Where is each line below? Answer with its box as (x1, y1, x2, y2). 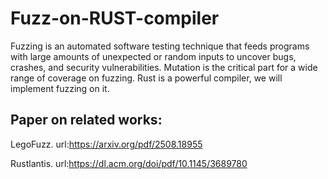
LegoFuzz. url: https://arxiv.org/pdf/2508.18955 (10, 138, 203, 150)
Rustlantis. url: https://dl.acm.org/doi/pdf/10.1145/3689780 (10, 157, 248, 169)
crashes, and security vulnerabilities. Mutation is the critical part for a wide (10, 61, 318, 73)
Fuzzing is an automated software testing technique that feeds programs (10, 40, 310, 52)
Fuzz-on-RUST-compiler (10, 7, 220, 30)
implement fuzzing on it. (10, 82, 110, 94)
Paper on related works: (10, 112, 163, 129)
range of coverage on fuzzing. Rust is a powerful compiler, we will (10, 72, 283, 84)
